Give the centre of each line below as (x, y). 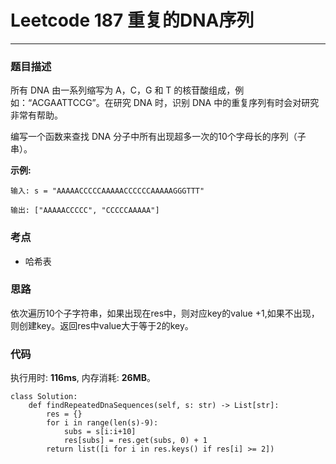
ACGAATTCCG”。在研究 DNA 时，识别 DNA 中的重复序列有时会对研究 (175, 103)
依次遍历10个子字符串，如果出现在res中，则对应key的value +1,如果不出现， (165, 313)
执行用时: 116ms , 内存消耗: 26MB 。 (83, 378)
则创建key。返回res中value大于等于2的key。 (102, 325)
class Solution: (44, 397)
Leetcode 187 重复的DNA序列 (132, 20)
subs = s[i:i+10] (100, 432)
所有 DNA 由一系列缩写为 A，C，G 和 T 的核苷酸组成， (123, 90)
